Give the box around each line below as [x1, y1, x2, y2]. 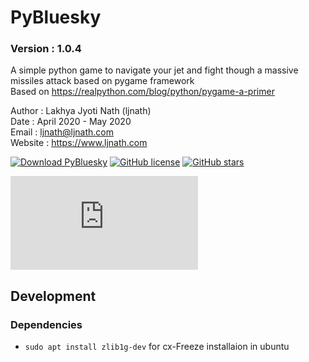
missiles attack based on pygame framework [10, 75, 195, 87]
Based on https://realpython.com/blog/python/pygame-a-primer [10, 86, 275, 98]
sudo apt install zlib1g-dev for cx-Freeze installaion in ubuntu [24, 341, 290, 353]
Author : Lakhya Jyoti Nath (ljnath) [10, 105, 152, 117]
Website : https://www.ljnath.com [10, 137, 148, 149]
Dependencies [10, 317, 83, 331]
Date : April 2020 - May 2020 [10, 116, 132, 128]
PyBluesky [10, 6, 102, 29]
